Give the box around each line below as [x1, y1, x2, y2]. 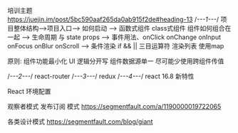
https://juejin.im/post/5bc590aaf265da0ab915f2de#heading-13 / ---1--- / [7, 15, 219, 23]
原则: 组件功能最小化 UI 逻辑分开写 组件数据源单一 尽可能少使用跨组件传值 [7, 57, 224, 65]
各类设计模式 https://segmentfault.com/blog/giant [7, 117, 153, 126]
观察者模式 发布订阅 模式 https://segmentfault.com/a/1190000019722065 [7, 102, 222, 110]
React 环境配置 [7, 87, 51, 95]
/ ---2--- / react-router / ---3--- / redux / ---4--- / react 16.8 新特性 [7, 72, 195, 80]
